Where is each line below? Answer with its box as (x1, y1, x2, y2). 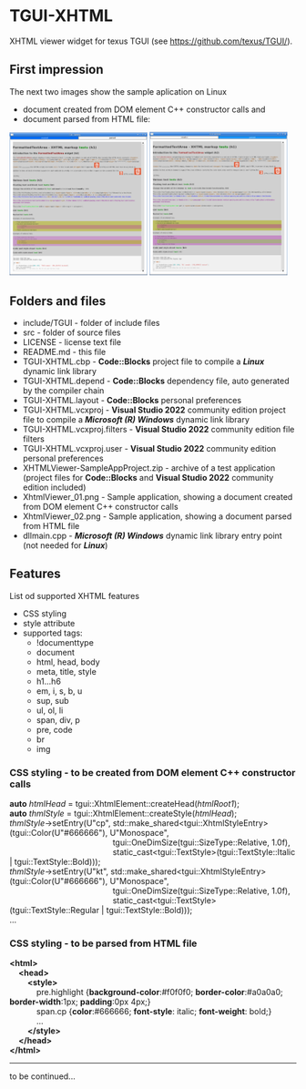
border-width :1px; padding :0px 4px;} (9, 996, 152, 1007)
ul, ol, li (36, 705, 64, 716)
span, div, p (36, 714, 80, 725)
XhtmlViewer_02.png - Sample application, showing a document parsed (22, 511, 292, 522)
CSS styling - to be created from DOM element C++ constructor (9, 766, 296, 779)
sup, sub (36, 695, 70, 706)
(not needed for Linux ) (22, 540, 108, 551)
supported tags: (22, 627, 84, 638)
